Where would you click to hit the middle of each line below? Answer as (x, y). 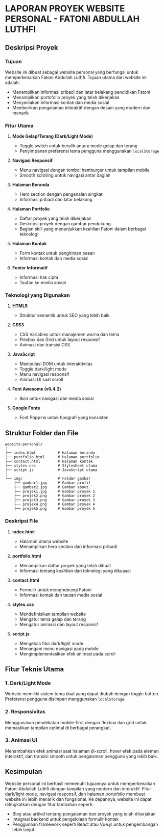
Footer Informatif (30, 268)
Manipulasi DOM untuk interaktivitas (56, 364)
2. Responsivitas (25, 712)
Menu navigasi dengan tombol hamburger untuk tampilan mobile (84, 170)
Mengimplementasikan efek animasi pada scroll (68, 654)
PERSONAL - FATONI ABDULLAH (72, 19)
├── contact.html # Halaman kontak (49, 462)
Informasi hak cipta (39, 277)
